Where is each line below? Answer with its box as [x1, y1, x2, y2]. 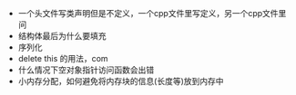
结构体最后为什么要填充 [17, 31, 107, 41]
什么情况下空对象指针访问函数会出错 [17, 64, 155, 75]
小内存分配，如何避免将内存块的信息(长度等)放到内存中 [17, 76, 225, 86]
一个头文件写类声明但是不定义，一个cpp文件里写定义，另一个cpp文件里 [17, 8, 287, 18]
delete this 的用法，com [17, 53, 108, 63]
